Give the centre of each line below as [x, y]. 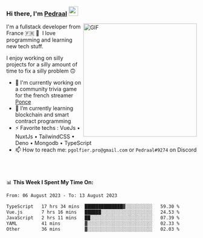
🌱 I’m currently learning [44, 108]
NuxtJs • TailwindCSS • [45, 137]
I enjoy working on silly [35, 58]
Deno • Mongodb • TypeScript [53, 143]
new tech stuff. [25, 47]
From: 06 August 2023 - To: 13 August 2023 [62, 196]
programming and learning [39, 40]
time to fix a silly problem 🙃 [41, 71]
